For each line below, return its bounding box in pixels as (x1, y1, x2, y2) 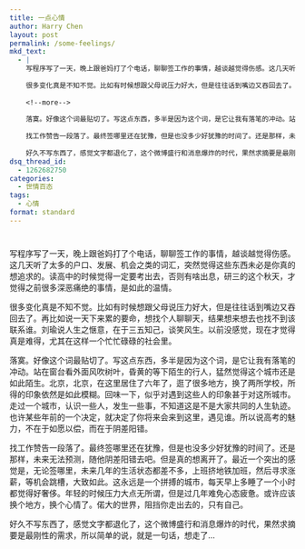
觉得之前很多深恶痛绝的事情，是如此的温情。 (9, 282, 177, 293)
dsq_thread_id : (9, 156, 67, 166)
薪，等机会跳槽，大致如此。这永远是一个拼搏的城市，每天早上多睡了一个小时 (9, 476, 296, 487)
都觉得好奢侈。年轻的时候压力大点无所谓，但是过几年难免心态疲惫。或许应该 (9, 487, 296, 498)
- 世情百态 (17, 183, 54, 192)
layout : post (9, 30, 59, 39)
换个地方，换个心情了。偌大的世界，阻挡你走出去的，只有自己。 (9, 499, 248, 510)
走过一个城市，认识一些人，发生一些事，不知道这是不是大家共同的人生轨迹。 (9, 400, 296, 411)
